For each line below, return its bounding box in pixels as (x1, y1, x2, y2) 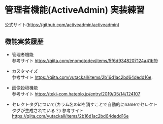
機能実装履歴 (4, 37, 44, 46)
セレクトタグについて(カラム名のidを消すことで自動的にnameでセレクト (11, 101, 158, 107)
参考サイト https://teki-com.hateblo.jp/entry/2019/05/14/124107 (11, 91, 141, 96)
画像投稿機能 (11, 85, 38, 91)
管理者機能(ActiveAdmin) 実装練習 (4, 4, 145, 16)
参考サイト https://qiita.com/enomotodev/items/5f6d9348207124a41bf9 (11, 58, 158, 63)
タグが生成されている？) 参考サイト (11, 107, 84, 113)
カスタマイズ (11, 68, 38, 74)
